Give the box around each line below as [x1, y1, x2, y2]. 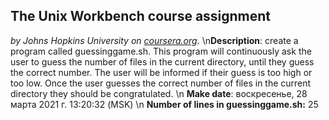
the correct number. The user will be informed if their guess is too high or [10, 66, 313, 78]
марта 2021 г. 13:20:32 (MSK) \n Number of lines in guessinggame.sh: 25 [10, 98, 319, 110]
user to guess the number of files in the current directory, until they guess [10, 55, 315, 68]
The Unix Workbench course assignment [10, 8, 272, 25]
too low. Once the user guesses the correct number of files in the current [10, 77, 312, 89]
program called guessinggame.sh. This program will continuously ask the [10, 45, 312, 57]
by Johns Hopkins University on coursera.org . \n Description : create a [10, 34, 299, 46]
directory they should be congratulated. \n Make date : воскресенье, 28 [10, 87, 308, 99]
